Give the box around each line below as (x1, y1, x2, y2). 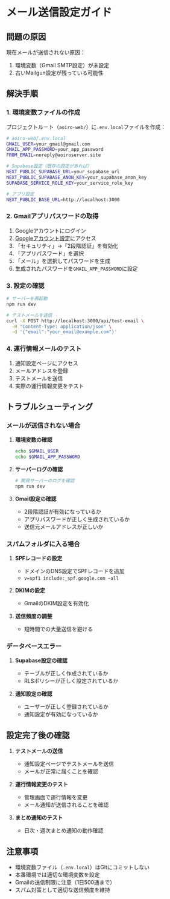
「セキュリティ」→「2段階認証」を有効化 (14, 242, 119, 249)
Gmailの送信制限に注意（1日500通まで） (14, 878, 116, 886)
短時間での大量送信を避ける (24, 625, 93, 633)
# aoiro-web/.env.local (6, 135, 66, 141)
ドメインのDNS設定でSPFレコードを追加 (24, 568, 125, 575)
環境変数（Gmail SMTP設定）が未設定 (14, 62, 110, 68)
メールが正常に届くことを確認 (24, 768, 98, 775)
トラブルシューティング (6, 401, 93, 412)
